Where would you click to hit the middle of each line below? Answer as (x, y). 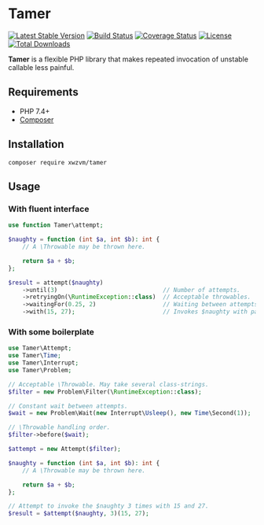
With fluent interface (49, 209)
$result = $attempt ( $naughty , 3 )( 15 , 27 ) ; (79, 514)
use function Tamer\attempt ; (56, 225)
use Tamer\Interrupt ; (44, 363)
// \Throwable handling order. (59, 427)
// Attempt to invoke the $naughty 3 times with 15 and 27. (109, 506)
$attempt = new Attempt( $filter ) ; (65, 449)
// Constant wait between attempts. (68, 406)
